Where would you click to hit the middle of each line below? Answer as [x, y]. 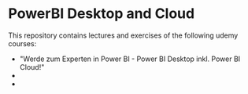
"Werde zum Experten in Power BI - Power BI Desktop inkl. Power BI [130, 59]
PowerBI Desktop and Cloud [102, 14]
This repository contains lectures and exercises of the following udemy [123, 35]
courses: [22, 43]
